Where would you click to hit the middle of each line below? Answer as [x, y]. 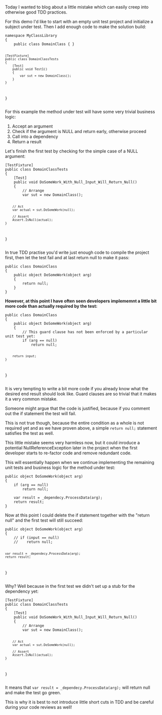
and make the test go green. [33, 692]
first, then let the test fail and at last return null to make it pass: [67, 257]
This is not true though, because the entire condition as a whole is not [74, 423]
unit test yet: [20, 336]
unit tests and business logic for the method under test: [60, 467]
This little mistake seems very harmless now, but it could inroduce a [73, 443]
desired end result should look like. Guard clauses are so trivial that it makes [81, 394]
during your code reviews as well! [39, 707]
